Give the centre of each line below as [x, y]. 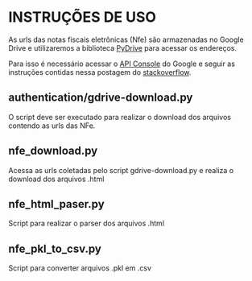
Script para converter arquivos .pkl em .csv [80, 268]
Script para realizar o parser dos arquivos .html [87, 223]
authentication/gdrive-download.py [101, 98]
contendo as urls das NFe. [52, 126]
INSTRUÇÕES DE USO [83, 17]
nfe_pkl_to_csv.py [55, 248]
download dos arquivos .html [56, 179]
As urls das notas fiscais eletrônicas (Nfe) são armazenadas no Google [126, 39]
